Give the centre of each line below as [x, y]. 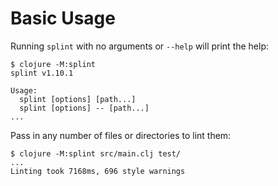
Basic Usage [63, 18]
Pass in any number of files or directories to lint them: [121, 135]
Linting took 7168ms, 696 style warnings [98, 171]
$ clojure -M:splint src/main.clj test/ [96, 153]
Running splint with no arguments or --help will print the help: [140, 46]
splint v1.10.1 [42, 73]
